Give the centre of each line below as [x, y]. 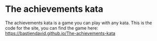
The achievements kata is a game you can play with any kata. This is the [78, 23]
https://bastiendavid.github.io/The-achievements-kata [60, 33]
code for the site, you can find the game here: [52, 28]
